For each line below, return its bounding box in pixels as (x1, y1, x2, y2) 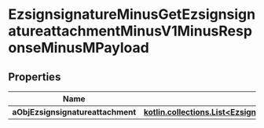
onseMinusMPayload (8, 39, 149, 57)
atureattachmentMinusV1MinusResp (8, 22, 253, 40)
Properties (8, 70, 61, 83)
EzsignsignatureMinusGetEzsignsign (8, 5, 256, 24)
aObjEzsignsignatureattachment (12, 107, 137, 117)
